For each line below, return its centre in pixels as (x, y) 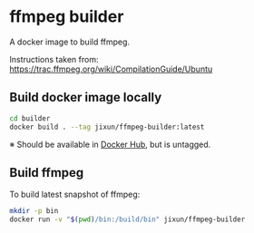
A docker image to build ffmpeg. (69, 42)
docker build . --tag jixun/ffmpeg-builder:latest (107, 127)
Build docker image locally (86, 97)
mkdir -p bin (34, 211)
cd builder (30, 118)
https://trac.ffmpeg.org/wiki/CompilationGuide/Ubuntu (111, 69)
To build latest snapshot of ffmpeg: (75, 194)
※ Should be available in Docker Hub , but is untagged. (110, 144)
